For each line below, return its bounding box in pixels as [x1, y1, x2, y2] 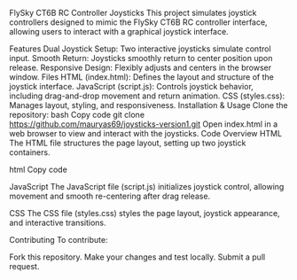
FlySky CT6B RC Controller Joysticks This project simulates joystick [9, 8, 257, 18]
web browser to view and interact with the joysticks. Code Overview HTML [9, 128, 282, 138]
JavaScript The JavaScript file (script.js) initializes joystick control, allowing [9, 182, 285, 191]
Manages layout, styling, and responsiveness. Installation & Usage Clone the [9, 100, 288, 110]
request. [9, 261, 40, 271]
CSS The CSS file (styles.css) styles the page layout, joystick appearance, [9, 208, 281, 218]
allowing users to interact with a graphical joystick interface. [9, 27, 229, 36]
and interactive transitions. [9, 217, 106, 228]
